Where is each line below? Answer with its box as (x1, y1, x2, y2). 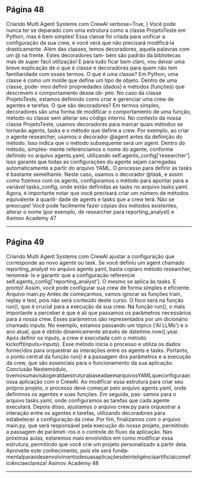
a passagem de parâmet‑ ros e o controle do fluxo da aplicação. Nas (6, 428, 173, 435)
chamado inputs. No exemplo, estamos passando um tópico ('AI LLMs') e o (6, 321, 189, 329)
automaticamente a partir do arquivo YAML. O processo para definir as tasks (6, 164, 192, 172)
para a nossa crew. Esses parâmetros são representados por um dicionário (6, 315, 189, 322)
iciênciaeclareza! (6, 459, 47, 466)
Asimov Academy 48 (48, 459, 99, 466)
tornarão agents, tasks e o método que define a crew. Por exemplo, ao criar (6, 127, 190, 134)
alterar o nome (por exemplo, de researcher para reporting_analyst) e (6, 208, 175, 215)
